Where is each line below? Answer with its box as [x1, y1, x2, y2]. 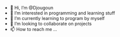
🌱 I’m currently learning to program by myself [10, 15, 105, 21]
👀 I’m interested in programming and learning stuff [10, 10, 115, 16]
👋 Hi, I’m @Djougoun [10, 5, 54, 10]
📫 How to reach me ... [10, 26, 57, 32]
